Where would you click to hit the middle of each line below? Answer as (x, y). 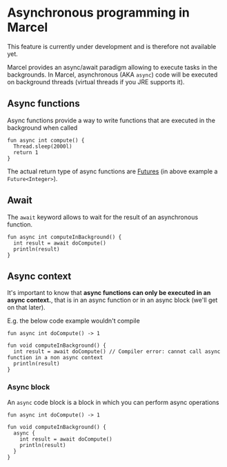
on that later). (27, 307)
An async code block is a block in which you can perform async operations (113, 402)
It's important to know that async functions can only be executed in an (109, 293)
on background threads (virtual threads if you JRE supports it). (96, 82)
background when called (42, 127)
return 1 (26, 152)
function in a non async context (55, 358)
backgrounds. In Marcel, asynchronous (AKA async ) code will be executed (112, 75)
